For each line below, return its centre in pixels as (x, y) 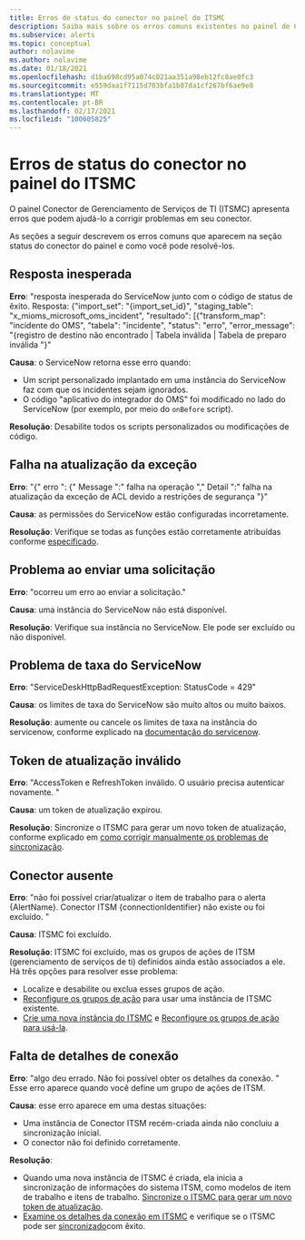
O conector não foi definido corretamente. (102, 1142)
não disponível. (38, 637)
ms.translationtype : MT (54, 94)
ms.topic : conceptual (50, 43)
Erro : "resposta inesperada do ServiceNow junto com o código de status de (151, 296)
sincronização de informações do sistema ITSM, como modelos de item (157, 1187)
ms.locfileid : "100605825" (60, 119)
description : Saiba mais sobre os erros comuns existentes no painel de (150, 26)
